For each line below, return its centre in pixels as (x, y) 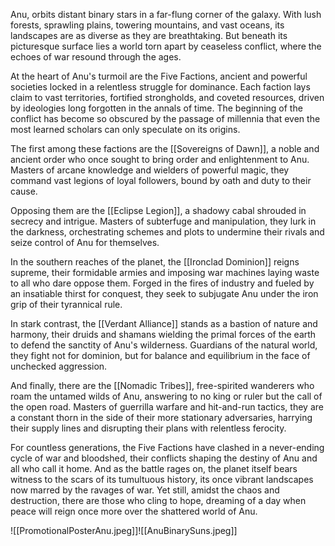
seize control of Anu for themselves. (85, 242)
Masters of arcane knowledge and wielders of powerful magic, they (150, 170)
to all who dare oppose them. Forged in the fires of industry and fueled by (162, 283)
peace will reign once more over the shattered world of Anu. (134, 511)
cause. (24, 191)
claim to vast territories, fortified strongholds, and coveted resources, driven (167, 97)
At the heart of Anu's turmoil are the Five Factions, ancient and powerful (159, 76)
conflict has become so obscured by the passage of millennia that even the (165, 118)
